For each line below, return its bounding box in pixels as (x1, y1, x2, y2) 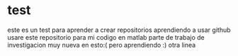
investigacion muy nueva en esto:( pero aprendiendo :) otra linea (7, 40, 196, 49)
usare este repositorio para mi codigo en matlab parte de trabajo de (7, 33, 205, 41)
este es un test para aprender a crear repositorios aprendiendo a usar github (7, 26, 232, 34)
